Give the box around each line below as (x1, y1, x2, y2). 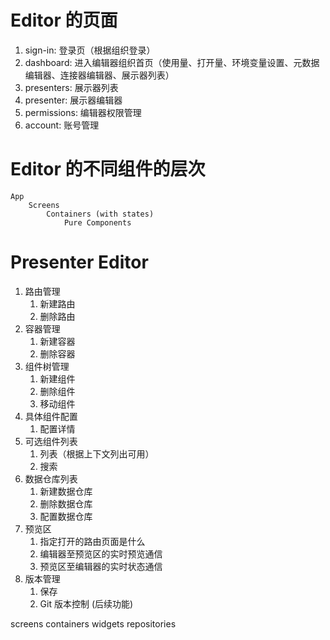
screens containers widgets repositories (10, 617, 177, 630)
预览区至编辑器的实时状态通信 (39, 560, 163, 572)
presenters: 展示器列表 (24, 81, 119, 93)
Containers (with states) (46, 209, 155, 219)
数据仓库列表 (24, 472, 78, 485)
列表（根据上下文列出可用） (39, 447, 155, 460)
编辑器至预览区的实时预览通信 (39, 547, 163, 560)
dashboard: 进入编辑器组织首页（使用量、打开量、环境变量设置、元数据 (24, 56, 320, 68)
